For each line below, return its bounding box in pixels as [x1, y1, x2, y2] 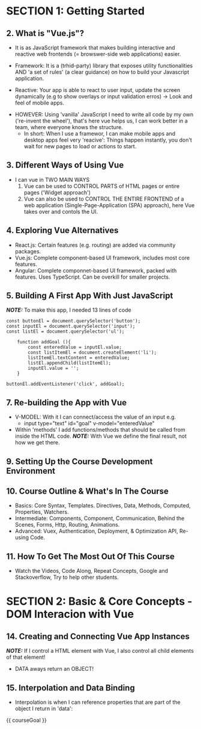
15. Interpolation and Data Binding [6, 683, 135, 693]
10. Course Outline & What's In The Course [6, 486, 169, 497]
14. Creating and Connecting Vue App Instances [6, 631, 190, 641]
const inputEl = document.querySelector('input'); [6, 323, 136, 330]
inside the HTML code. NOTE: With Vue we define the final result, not [14, 432, 187, 440]
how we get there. [14, 439, 60, 446]
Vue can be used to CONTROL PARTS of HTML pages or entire [23, 182, 180, 190]
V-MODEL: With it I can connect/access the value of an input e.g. [14, 413, 176, 421]
